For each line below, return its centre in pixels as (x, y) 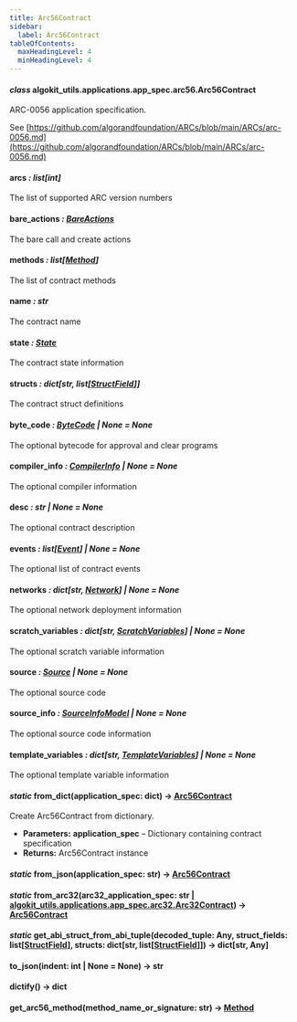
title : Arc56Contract (51, 18)
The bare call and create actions (70, 239)
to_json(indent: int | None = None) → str (87, 965)
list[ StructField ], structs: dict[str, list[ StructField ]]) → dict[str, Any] (139, 945)
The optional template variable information (89, 775)
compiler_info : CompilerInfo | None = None (94, 466)
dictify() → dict (38, 986)
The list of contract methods (63, 280)
